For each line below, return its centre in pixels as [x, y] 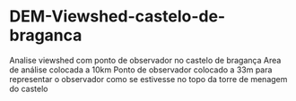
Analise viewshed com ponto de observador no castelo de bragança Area [145, 60]
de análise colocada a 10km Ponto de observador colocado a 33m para [141, 70]
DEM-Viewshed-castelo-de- [118, 17]
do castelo [29, 88]
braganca [46, 35]
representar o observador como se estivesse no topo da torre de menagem [148, 79]
